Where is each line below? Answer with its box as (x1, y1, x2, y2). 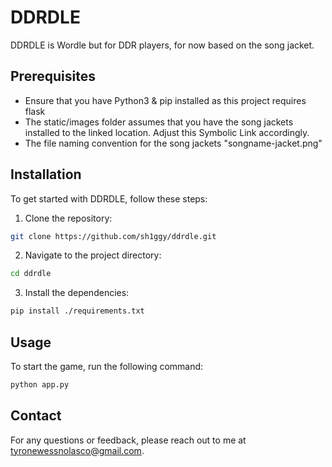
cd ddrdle (10, 269, 52, 279)
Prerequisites (10, 68, 96, 85)
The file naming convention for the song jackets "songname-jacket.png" (24, 137, 323, 149)
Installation (10, 166, 82, 183)
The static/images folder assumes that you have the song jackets (24, 116, 294, 128)
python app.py (10, 380, 70, 390)
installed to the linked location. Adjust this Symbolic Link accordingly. (24, 126, 310, 138)
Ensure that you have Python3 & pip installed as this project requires (24, 94, 307, 106)
